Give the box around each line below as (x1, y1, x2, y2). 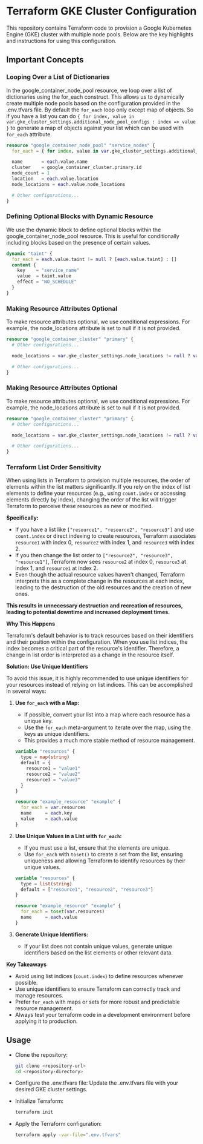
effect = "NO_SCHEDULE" (17, 279, 77, 285)
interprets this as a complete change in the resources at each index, (14, 577, 184, 585)
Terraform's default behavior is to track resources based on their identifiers (6, 632, 194, 640)
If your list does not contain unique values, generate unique (24, 942, 172, 950)
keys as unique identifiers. (24, 730, 89, 738)
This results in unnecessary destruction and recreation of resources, (6, 602, 183, 609)
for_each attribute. (6, 130, 53, 137)
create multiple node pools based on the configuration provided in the (6, 99, 181, 107)
